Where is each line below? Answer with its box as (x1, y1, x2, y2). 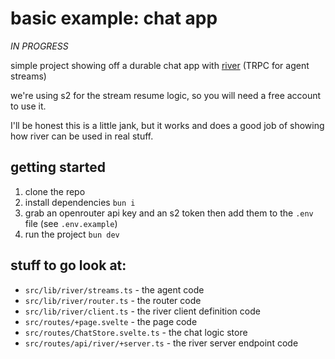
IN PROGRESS (10, 40, 69, 52)
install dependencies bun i (24, 196, 136, 208)
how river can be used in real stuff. (10, 130, 154, 142)
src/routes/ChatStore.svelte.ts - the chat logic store (24, 326, 248, 338)
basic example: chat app (10, 7, 218, 30)
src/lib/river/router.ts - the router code (24, 294, 202, 306)
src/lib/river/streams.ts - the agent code (24, 283, 205, 296)
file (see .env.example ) (24, 217, 118, 229)
